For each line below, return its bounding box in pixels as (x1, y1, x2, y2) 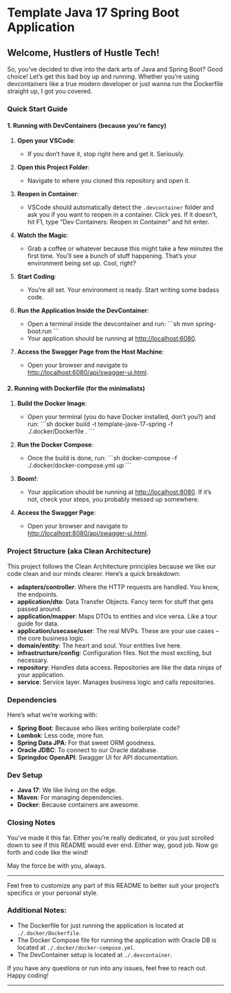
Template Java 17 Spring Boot (7, 5, 180, 21)
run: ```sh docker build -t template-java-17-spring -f (27, 420, 173, 428)
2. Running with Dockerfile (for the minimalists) (7, 384, 146, 392)
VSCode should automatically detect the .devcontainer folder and (27, 203, 214, 211)
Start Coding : (16, 273, 56, 281)
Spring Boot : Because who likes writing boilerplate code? (16, 724, 180, 732)
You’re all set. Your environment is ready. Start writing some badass (27, 286, 220, 294)
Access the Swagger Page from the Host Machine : (16, 348, 164, 356)
